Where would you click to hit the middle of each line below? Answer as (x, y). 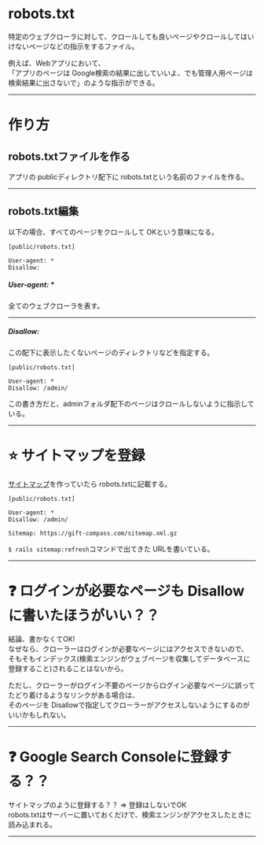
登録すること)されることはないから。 (68, 668)
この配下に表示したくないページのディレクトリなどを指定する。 (111, 352)
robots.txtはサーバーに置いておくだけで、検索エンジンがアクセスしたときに (130, 814)
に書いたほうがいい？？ (84, 615)
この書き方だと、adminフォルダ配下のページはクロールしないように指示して (131, 403)
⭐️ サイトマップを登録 (77, 456)
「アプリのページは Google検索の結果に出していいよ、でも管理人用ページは (131, 72)
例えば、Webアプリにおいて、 (57, 63)
